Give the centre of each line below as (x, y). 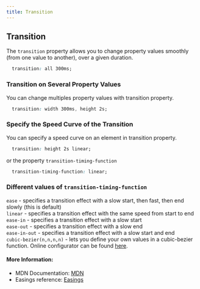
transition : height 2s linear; (52, 149)
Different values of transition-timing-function (77, 187)
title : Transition (30, 12)
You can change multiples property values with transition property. (90, 97)
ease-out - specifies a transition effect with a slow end (75, 226)
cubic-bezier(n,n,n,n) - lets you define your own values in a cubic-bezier (100, 239)
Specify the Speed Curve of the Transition (70, 124)
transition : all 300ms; (42, 69)
